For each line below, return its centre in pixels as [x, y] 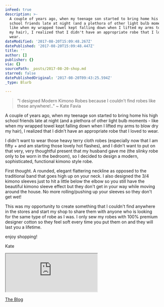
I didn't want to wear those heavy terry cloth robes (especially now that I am [82, 141]
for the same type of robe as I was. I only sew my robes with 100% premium [81, 216]
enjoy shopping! [21, 236]
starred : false [20, 73]
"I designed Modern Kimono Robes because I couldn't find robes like [86, 100]
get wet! [13, 197]
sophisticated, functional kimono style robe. [49, 161]
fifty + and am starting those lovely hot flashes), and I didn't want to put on [80, 145]
